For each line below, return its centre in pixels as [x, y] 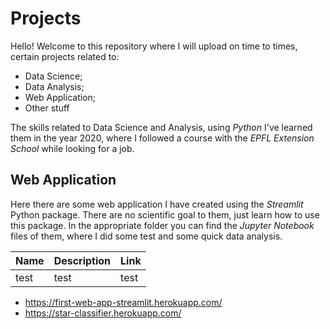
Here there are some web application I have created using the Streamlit [157, 204]
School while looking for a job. [72, 148]
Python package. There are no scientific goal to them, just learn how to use [165, 214]
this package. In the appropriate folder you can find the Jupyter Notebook [162, 225]
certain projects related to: [65, 56]
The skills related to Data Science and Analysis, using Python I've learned [161, 127]
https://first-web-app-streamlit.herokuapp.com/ [123, 302]
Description [82, 260]
